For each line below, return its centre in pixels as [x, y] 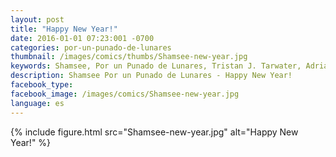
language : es [37, 103]
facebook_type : [42, 85]
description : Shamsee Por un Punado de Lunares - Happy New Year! [151, 76]
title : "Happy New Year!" [64, 29]
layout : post [37, 19]
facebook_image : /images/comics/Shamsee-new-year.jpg [125, 94]
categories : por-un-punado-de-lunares [91, 47]
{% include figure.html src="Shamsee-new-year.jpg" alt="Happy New [154, 132]
